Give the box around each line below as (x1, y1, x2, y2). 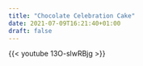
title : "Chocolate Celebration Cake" (8, 11, 136, 20)
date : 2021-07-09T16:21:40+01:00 (8, 19, 121, 27)
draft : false (8, 27, 53, 35)
